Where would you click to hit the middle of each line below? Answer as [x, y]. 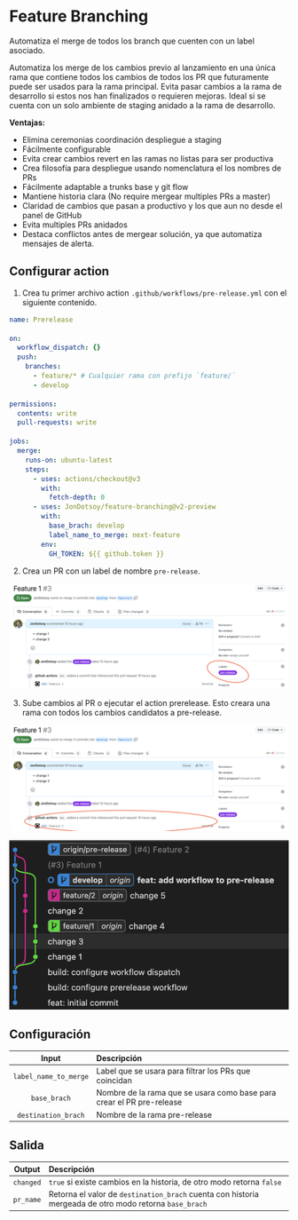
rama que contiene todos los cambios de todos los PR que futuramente [139, 76]
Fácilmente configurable [66, 149]
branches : [43, 367]
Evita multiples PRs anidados [75, 225]
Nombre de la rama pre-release [154, 1114]
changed [27, 1183]
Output [27, 1169]
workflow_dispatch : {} [59, 348]
